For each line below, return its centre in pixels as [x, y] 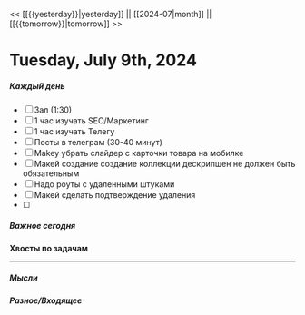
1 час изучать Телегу [74, 132]
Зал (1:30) [53, 110]
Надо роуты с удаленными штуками [104, 184]
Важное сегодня [43, 225]
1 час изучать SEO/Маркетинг [92, 121]
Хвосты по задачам [49, 249]
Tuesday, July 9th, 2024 [103, 60]
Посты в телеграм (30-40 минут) [98, 143]
